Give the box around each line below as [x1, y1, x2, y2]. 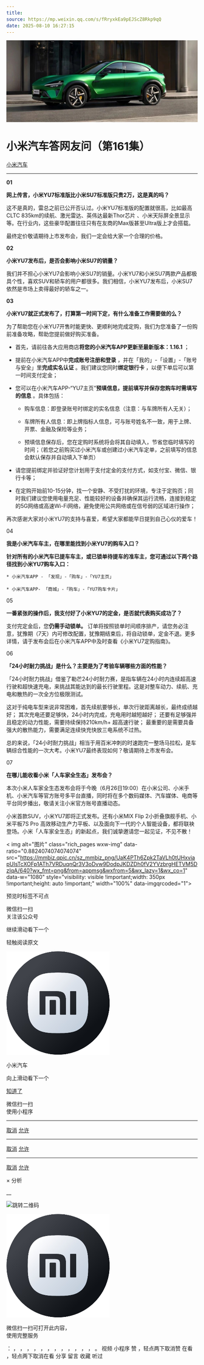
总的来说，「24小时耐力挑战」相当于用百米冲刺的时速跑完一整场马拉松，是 [6, 739, 191, 746]
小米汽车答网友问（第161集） [6, 140, 151, 153]
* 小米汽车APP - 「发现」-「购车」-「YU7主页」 [6, 574, 114, 580]
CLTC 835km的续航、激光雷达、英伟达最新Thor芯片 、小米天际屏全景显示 [6, 212, 191, 219]
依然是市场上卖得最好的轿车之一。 [6, 285, 92, 292]
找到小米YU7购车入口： [11, 560, 71, 568]
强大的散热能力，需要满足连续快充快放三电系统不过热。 [6, 726, 144, 733]
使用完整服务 [6, 1332, 38, 1339]
